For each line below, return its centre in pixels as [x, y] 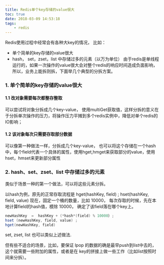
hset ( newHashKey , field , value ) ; [41, 220]
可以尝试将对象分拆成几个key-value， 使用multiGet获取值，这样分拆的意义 [80, 110]
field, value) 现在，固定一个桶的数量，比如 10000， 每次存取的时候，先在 [79, 200]
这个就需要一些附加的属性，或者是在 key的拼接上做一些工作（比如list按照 [79, 251]
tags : [11, 23]
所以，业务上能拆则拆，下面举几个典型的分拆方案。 [64, 71]
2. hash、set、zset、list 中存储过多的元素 [55, 172]
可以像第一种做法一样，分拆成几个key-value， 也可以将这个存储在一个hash [81, 146]
